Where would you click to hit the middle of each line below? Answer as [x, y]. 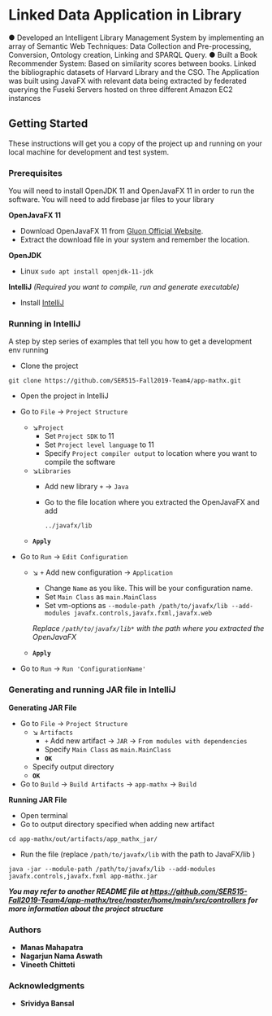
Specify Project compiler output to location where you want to [151, 453]
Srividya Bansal [47, 1004]
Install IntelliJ [42, 303]
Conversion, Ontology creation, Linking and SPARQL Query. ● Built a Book [133, 55]
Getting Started [48, 124]
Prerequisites [35, 173]
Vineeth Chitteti [47, 964]
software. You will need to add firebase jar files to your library [112, 199]
